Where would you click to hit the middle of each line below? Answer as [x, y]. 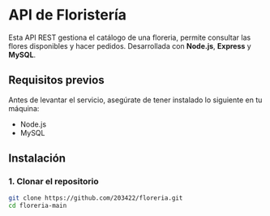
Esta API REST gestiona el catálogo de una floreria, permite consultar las [130, 37]
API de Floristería [68, 15]
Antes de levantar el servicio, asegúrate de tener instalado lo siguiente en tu [135, 100]
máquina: [24, 108]
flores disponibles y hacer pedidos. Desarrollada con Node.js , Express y [130, 45]
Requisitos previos [56, 80]
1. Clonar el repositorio [54, 182]
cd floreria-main [38, 206]
